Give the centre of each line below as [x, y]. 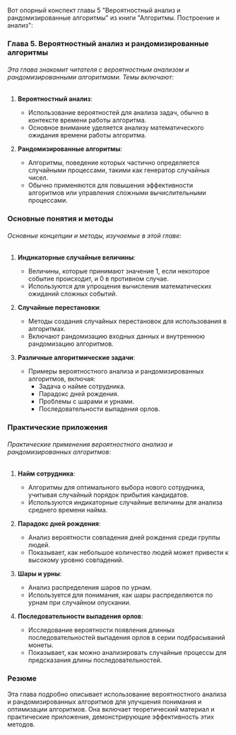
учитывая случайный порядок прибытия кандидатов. [108, 495]
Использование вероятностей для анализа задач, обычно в [118, 113]
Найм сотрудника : [46, 473]
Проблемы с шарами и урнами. [87, 402]
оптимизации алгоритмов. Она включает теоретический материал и [111, 709]
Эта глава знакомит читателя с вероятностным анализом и [98, 69]
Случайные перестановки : [59, 308]
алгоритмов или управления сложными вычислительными [117, 193]
